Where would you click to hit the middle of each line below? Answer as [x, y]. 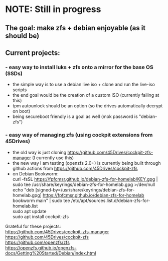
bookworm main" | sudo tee [41, 201]
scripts [20, 90]
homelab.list [25, 206]
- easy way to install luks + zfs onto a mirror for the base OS [79, 67]
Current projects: [33, 53]
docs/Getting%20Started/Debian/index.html [51, 253]
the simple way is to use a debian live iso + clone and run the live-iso [84, 85]
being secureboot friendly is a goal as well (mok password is [75, 116]
